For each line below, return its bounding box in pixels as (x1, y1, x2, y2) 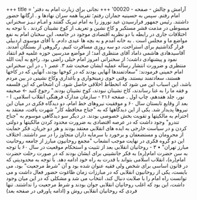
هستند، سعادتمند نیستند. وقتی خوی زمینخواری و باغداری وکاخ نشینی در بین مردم (6, 74, 181, 81)
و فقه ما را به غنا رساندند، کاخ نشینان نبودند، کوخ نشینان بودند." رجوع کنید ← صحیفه (6, 87, 188, 94)
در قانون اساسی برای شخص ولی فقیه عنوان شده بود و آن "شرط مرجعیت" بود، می (6, 162, 188, 169)
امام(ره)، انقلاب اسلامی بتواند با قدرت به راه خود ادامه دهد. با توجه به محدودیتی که (6, 156, 186, 163)
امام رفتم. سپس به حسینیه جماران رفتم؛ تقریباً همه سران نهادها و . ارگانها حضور (6, 12, 181, 19)
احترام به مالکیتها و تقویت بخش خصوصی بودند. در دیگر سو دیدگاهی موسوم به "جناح (6, 112, 189, 119)
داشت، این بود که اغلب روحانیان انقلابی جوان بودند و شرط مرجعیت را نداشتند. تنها (6, 181, 185, 188)
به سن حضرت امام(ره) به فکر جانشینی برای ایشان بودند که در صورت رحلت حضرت (6, 150, 188, 156)
